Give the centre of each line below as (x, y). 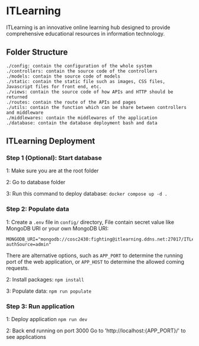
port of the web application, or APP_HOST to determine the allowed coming (95, 261)
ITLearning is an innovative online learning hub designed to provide (88, 27)
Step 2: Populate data (38, 209)
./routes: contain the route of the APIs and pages (71, 102)
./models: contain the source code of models (63, 76)
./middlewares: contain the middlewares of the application (82, 118)
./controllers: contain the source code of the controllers (82, 71)
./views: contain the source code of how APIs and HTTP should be (90, 92)
